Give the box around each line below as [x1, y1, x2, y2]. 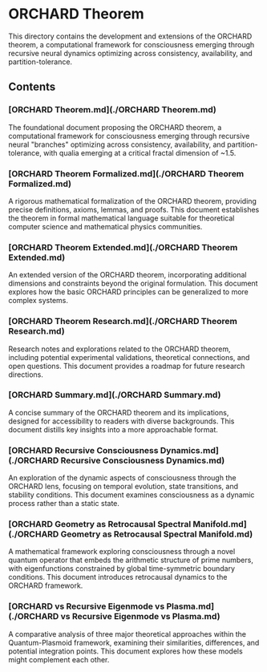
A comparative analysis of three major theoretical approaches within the [8, 629, 247, 638]
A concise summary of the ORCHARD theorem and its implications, [8, 407, 229, 417]
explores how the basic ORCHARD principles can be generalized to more [8, 287, 249, 297]
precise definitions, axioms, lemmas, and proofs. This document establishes [8, 204, 260, 214]
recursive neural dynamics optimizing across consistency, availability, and [8, 48, 253, 58]
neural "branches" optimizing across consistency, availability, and [8, 140, 226, 149]
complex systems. [8, 296, 68, 306]
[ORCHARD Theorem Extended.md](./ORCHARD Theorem [8, 241, 238, 253]
